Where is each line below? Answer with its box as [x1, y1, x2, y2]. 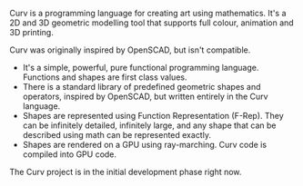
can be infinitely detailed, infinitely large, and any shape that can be [22, 120, 277, 131]
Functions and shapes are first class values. [22, 72, 187, 83]
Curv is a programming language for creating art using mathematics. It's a [9, 8, 287, 18]
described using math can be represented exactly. [22, 130, 212, 140]
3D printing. [9, 27, 55, 37]
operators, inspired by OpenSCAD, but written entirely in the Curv [22, 91, 268, 102]
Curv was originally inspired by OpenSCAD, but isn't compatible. [9, 44, 251, 55]
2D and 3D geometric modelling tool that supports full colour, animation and [9, 17, 294, 28]
